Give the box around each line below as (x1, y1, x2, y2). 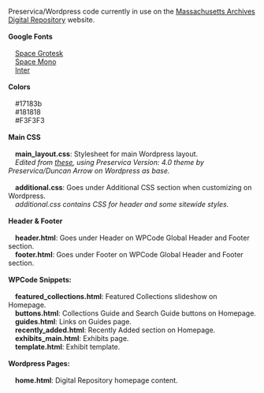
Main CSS (8, 133, 41, 141)
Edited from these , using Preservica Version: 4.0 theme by (15, 158, 205, 167)
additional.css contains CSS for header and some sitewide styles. (15, 200, 229, 208)
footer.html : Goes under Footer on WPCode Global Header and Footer (15, 250, 244, 259)
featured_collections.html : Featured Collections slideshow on (15, 292, 218, 301)
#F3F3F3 (15, 116, 45, 125)
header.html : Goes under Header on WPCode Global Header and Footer (15, 233, 250, 242)
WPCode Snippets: (8, 275, 73, 284)
